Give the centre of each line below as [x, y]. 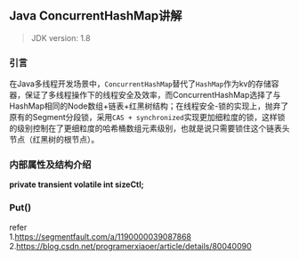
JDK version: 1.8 [61, 37]
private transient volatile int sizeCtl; [77, 184]
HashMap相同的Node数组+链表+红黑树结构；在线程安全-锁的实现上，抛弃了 [149, 106]
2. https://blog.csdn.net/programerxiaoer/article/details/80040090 [130, 246]
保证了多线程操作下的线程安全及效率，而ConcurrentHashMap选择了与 [153, 95]
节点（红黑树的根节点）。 [54, 140]
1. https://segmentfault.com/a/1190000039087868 [101, 236]
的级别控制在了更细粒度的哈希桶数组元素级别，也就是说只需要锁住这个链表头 [149, 128]
